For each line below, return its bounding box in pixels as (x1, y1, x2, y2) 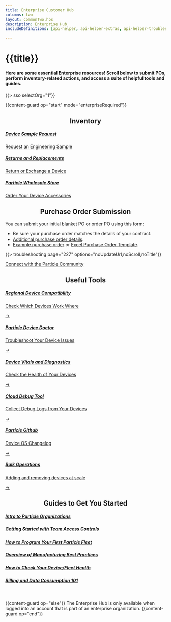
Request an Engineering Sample (5, 143, 73, 150)
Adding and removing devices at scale (5, 474, 85, 481)
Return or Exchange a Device (5, 168, 67, 174)
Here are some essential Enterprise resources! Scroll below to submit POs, (5, 70, 166, 76)
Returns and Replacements (5, 155, 65, 161)
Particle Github (5, 427, 38, 433)
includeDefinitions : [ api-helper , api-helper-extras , (5, 26, 122, 32)
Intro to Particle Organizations (5, 513, 71, 519)
